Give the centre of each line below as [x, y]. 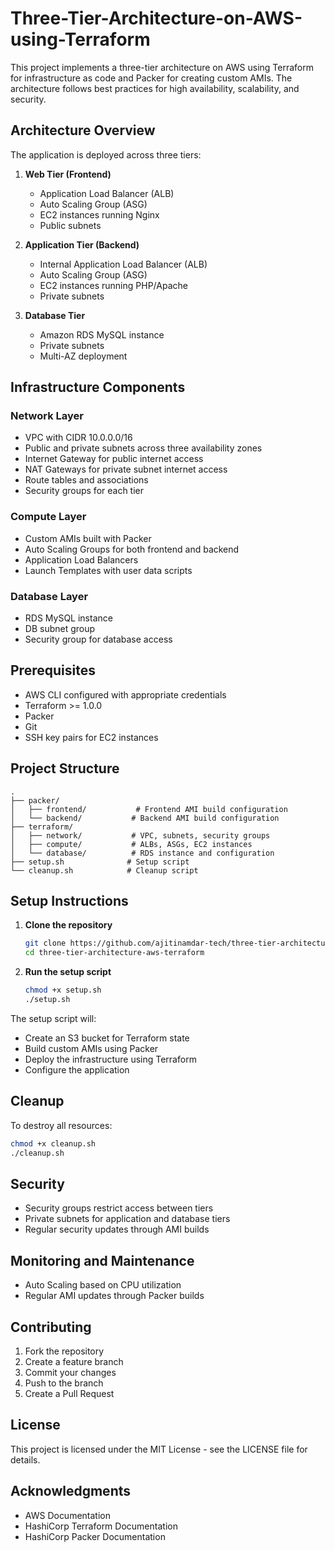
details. [25, 1459]
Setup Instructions [69, 901]
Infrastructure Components [98, 387]
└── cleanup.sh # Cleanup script [104, 870]
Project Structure [65, 768]
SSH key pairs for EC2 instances [91, 737]
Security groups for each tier [84, 491]
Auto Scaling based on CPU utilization [103, 1285]
